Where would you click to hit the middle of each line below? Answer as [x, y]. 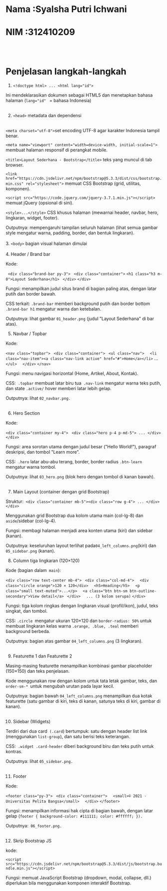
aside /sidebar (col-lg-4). [31, 521]
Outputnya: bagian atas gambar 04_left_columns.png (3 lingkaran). [74, 641]
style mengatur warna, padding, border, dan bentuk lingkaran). [70, 233]
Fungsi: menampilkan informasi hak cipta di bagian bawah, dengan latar [80, 811]
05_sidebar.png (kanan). [30, 551]
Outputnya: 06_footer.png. [34, 826]
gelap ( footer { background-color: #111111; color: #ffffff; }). [74, 816]
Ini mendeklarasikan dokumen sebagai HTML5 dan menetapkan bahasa [79, 95]
